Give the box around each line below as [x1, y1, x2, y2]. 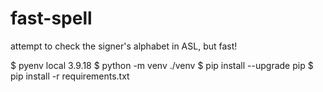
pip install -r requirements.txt [10, 70, 130, 82]
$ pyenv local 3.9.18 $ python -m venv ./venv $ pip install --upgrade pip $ [10, 59, 314, 71]
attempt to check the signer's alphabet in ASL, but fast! [10, 40, 238, 52]
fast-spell [10, 7, 93, 30]
